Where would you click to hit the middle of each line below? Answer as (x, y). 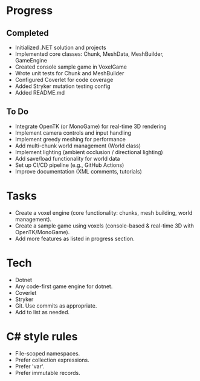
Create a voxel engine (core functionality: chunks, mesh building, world (104, 212)
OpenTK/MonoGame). (42, 232)
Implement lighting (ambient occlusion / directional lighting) (89, 152)
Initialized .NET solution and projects (61, 47)
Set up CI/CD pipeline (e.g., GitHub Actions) (69, 165)
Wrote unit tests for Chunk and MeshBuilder (69, 73)
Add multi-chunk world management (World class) (78, 146)
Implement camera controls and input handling (73, 133)
